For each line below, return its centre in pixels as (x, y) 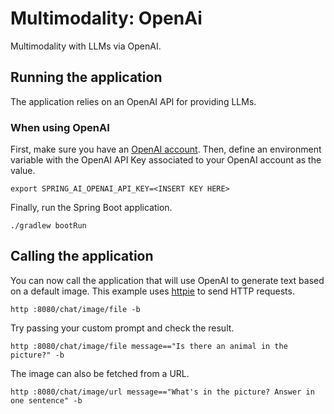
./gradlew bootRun (48, 226)
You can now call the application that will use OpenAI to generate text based (167, 280)
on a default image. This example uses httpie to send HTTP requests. (152, 291)
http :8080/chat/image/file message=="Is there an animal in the (149, 346)
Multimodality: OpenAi (106, 18)
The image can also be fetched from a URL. (100, 373)
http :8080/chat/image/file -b (75, 309)
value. (23, 171)
